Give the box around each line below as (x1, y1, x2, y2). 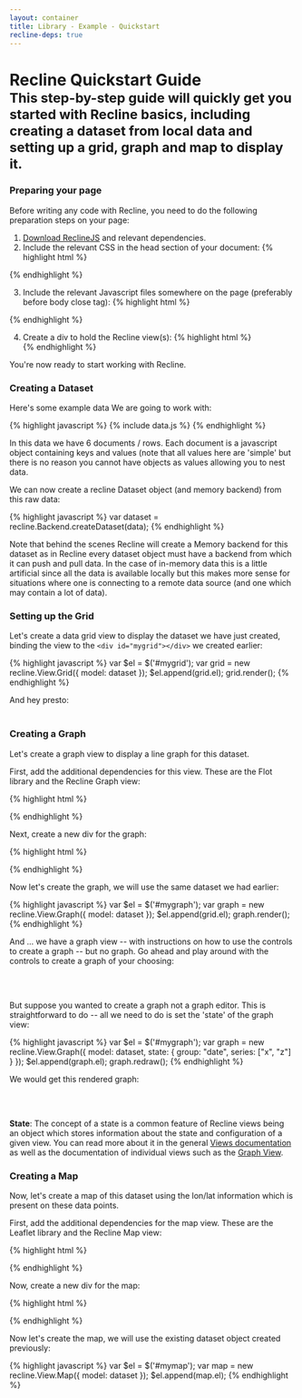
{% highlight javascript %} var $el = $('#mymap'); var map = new (9, 1361, 254, 1372)
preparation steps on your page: (9, 215, 130, 226)
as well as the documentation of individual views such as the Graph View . (9, 1147, 284, 1158)
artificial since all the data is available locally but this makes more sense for (9, 568, 290, 578)
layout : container (9, 13, 79, 23)
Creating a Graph (9, 728, 86, 740)
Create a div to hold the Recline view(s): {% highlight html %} (22, 331, 252, 342)
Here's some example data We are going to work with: (9, 402, 212, 414)
